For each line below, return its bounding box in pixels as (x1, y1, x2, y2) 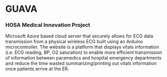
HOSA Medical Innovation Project (5, 22, 90, 29)
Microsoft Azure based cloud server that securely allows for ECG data (5, 33, 153, 39)
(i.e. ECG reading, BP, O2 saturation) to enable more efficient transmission (5, 49, 162, 55)
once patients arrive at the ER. (5, 66, 69, 72)
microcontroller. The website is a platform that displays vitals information (5, 44, 159, 50)
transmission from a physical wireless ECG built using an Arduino (5, 38, 143, 45)
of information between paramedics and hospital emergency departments (5, 55, 162, 61)
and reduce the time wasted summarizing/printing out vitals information (5, 60, 157, 67)
